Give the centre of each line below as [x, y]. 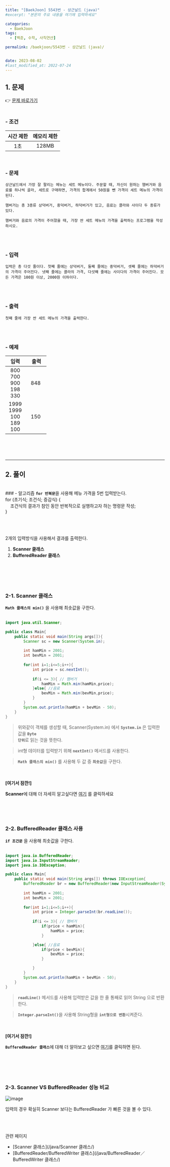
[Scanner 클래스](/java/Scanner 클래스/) [53, 1147]
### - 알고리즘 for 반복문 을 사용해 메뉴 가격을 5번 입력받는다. [66, 493]
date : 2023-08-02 [24, 61]
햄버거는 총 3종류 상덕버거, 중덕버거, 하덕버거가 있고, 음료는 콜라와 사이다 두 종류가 [83, 205]
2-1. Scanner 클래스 [29, 596]
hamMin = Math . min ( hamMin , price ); [78, 684]
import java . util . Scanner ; [34, 623]
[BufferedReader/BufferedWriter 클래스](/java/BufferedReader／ [79, 1153]
